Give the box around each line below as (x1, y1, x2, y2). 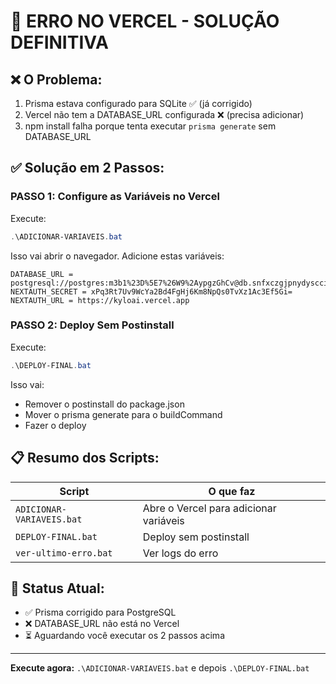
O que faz (208, 484, 256, 498)
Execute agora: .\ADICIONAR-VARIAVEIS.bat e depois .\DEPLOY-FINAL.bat (10, 662, 310, 674)
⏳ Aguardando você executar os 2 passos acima (24, 630, 225, 642)
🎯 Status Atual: (10, 580, 105, 597)
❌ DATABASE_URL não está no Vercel (24, 618, 180, 630)
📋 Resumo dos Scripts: (10, 450, 160, 467)
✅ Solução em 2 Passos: (10, 160, 165, 177)
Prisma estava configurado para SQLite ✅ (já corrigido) (24, 98, 253, 109)
